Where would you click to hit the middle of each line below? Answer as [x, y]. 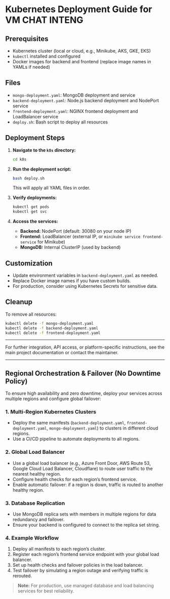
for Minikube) [51, 242]
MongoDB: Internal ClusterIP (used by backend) [70, 247]
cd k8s [19, 159]
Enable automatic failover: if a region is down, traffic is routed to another [88, 485]
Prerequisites [27, 39]
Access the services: [35, 222]
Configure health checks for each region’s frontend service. [75, 479]
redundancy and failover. [38, 520]
